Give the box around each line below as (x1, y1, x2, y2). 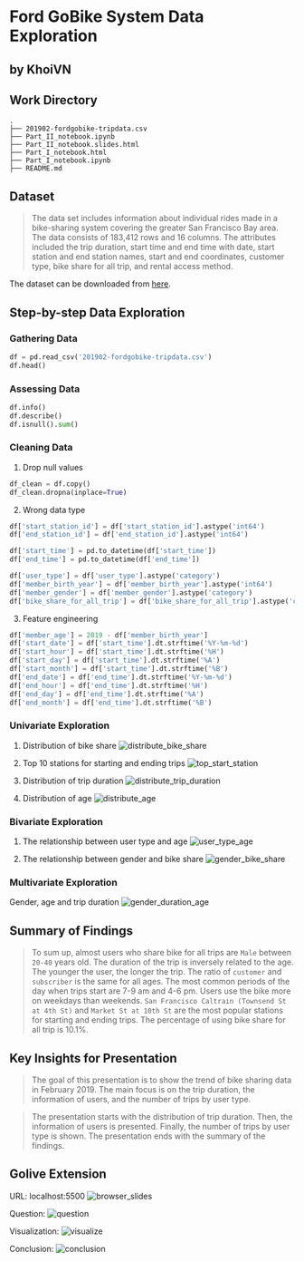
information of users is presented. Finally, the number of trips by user (31, 1121, 290, 1131)
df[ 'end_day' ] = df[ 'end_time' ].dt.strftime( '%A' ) (9, 689, 204, 699)
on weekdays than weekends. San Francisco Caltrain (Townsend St (31, 995, 287, 1006)
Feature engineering (22, 613, 99, 624)
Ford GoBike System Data (9, 6, 204, 27)
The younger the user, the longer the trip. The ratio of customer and (31, 966, 282, 977)
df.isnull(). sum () (9, 420, 79, 429)
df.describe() (9, 411, 63, 421)
